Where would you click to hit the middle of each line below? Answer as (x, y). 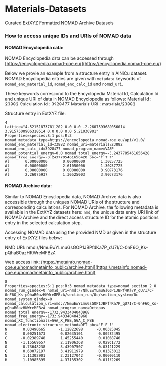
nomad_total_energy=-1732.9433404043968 (48, 312)
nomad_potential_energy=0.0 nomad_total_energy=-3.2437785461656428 (77, 153)
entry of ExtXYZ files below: (34, 238)
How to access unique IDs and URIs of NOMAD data (68, 36)
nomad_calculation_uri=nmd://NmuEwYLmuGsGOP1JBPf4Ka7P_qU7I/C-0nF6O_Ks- (82, 304)
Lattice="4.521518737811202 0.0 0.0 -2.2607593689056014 (65, 127)
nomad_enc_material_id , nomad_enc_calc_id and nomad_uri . (64, 84)
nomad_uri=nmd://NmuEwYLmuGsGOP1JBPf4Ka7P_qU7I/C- (101, 291)
